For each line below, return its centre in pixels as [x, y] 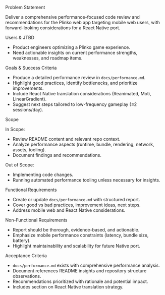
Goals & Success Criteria [31, 68]
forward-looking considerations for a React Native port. [63, 28]
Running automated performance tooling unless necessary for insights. [86, 180]
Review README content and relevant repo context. [66, 139]
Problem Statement [25, 7]
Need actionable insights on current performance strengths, [75, 53]
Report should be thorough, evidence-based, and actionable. [76, 230]
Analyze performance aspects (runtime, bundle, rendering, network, [84, 144]
